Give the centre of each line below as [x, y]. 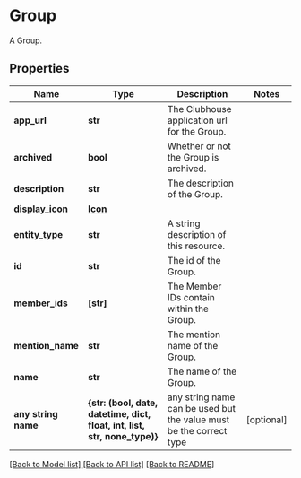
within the [188, 309]
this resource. [196, 246]
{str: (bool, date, [123, 403]
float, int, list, [116, 425]
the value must [198, 420]
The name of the [202, 371]
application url [198, 120]
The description [201, 183]
